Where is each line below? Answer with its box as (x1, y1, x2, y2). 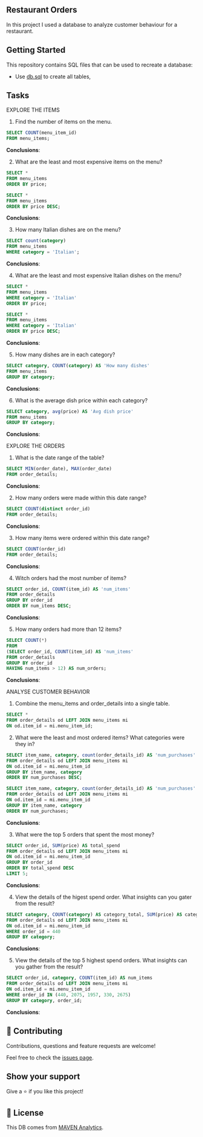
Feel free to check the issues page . (6, 1054, 94, 1061)
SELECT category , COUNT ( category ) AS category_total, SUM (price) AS (6, 912, 182, 918)
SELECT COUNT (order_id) (6, 545, 66, 552)
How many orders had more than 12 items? (14, 625, 122, 633)
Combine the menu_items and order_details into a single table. (14, 700, 170, 707)
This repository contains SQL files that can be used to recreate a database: (6, 61, 193, 68)
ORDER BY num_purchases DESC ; (6, 775, 83, 781)
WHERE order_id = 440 (6, 929, 61, 935)
